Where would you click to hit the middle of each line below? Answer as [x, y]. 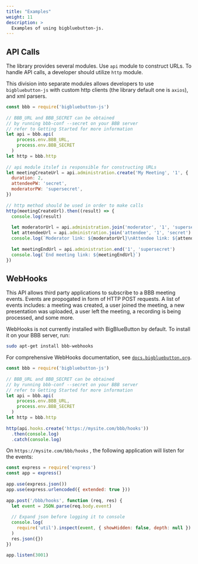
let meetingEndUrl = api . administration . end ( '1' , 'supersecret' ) [93, 249]
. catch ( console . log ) [37, 439]
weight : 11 [19, 17]
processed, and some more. [40, 318]
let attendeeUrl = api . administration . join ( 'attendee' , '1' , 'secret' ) [101, 233]
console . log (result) [37, 216]
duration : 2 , [27, 178]
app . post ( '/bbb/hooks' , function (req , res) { [64, 500]
